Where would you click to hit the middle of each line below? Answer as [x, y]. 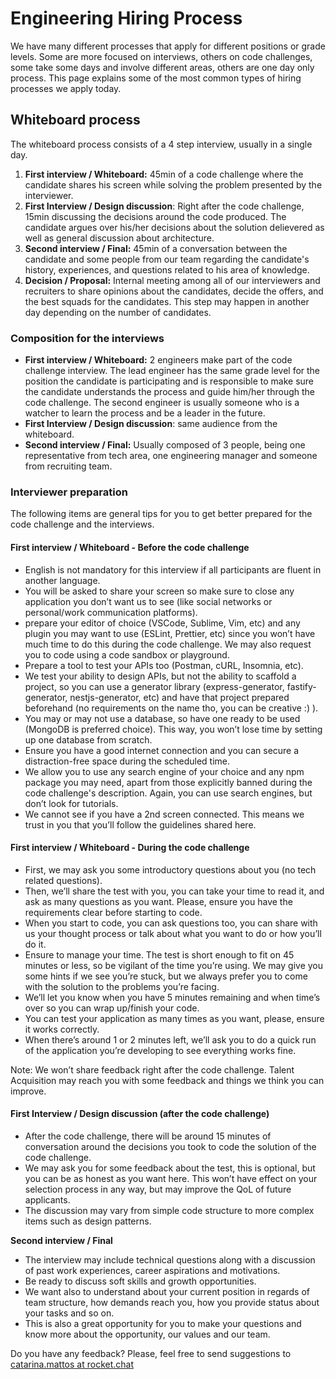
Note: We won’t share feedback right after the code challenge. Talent [152, 1069]
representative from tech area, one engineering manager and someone [171, 456]
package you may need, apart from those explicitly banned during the [168, 782]
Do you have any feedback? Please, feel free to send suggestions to [151, 1353]
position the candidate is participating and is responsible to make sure [169, 381]
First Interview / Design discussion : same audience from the [151, 424]
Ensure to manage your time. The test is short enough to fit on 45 [159, 954]
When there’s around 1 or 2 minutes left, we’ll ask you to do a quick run [170, 1039]
